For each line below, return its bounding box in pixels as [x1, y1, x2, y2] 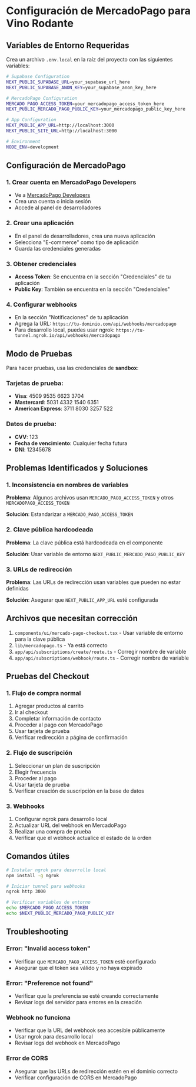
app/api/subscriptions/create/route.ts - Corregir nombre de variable [14, 648, 187, 655]
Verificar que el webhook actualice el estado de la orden [14, 834, 152, 841]
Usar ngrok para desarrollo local [14, 1033, 93, 1040]
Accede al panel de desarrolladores [14, 204, 101, 211]
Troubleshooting [6, 927, 69, 937]
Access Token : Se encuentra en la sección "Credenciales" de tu [14, 273, 171, 280]
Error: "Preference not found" [6, 979, 93, 987]
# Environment [6, 138, 41, 144]
